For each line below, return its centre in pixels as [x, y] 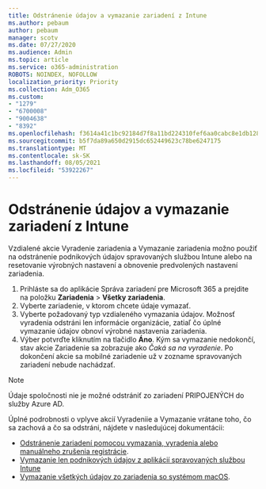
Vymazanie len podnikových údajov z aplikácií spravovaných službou [132, 460]
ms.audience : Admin [40, 52]
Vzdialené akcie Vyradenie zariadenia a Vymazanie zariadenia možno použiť [133, 248]
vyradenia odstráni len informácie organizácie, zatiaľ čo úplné [120, 323]
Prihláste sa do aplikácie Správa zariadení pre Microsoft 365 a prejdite [134, 288]
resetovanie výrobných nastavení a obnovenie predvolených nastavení [123, 265]
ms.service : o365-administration [63, 67]
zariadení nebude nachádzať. [68, 365]
